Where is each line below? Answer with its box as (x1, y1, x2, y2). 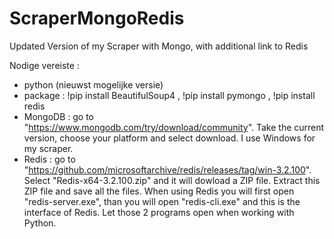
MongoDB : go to (23, 110, 95, 122)
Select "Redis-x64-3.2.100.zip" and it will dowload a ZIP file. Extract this (23, 174, 321, 186)
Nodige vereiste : (9, 59, 80, 71)
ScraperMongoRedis (9, 7, 185, 30)
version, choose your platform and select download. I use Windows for (23, 132, 316, 144)
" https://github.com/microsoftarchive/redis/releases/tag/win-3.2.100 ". (23, 163, 312, 176)
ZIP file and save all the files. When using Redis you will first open (23, 185, 295, 197)
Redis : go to (23, 153, 76, 165)
